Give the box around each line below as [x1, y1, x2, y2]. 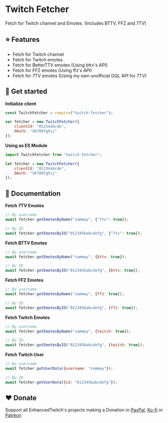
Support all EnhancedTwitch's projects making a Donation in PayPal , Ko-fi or [5, 407, 163, 413]
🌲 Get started [5, 87, 48, 96]
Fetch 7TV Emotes [5, 203, 44, 209]
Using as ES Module [5, 142, 48, 148]
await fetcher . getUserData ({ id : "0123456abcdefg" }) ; [5, 380, 118, 385]
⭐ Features [5, 35, 40, 44]
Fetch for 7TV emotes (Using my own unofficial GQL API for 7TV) [12, 72, 147, 78]
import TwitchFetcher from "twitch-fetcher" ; [5, 152, 102, 157]
